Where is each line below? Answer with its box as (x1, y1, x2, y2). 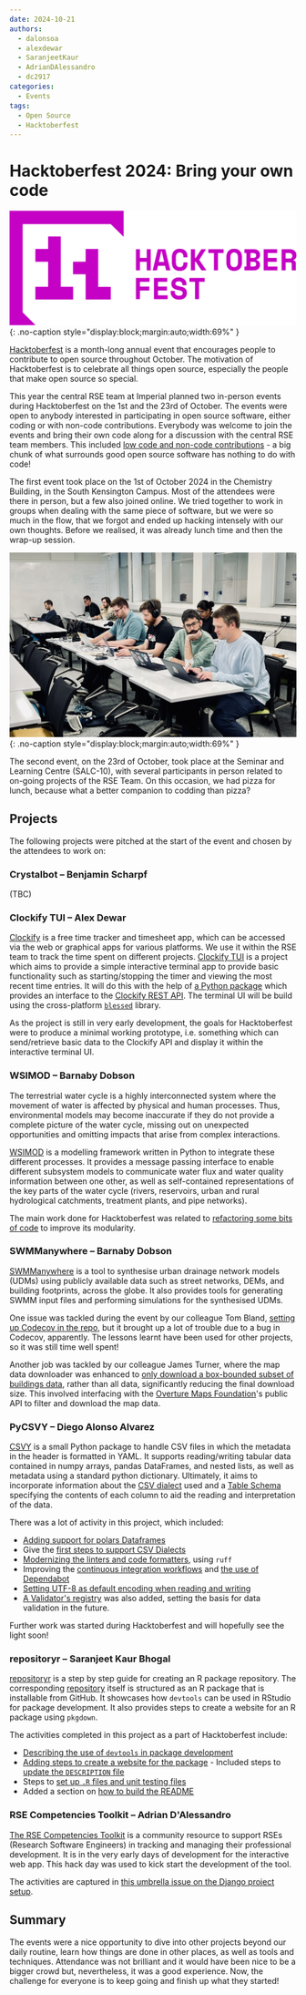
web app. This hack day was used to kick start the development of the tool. (9, 1858, 291, 1869)
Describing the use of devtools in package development (22, 1747, 234, 1758)
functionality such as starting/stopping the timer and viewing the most (9, 971, 273, 982)
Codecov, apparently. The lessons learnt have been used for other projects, (9, 1332, 293, 1342)
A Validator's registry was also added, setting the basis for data (22, 1593, 261, 1604)
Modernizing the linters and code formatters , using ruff (22, 1554, 232, 1565)
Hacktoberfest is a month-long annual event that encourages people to (9, 344, 276, 355)
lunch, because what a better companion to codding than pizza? (9, 785, 251, 796)
